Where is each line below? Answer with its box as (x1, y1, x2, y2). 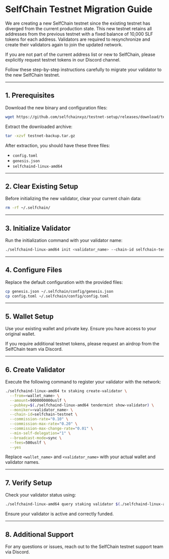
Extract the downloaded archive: (5, 123, 73, 130)
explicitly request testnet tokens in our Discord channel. (5, 56, 121, 63)
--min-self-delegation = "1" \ (10, 430, 71, 436)
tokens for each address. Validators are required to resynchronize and (5, 36, 150, 42)
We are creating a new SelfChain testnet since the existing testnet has (5, 20, 150, 26)
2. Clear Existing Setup (5, 182, 78, 191)
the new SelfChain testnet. (5, 72, 60, 78)
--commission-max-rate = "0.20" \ (10, 421, 78, 426)
